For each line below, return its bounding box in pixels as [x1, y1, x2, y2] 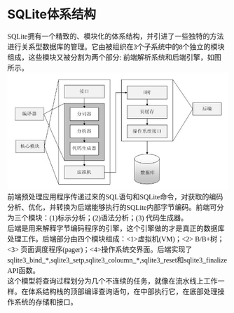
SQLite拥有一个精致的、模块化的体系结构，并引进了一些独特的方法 [7, 32, 224, 41]
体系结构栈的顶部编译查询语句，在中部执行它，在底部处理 [28, 287, 219, 295]
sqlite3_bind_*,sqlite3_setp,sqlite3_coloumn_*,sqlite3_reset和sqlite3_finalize [7, 255, 228, 264]
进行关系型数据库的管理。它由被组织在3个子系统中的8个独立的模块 [7, 43, 226, 51]
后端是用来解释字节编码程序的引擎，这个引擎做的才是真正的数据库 [7, 224, 226, 232]
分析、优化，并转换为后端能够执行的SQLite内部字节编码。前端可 [7, 203, 217, 211]
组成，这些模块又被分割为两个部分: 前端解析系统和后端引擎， [7, 53, 208, 62]
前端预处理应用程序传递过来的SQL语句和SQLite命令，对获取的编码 [7, 192, 223, 201]
